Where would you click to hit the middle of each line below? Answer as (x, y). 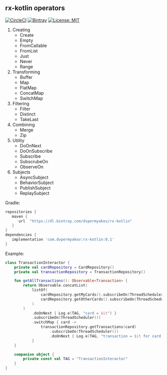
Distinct (28, 114)
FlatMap (28, 88)
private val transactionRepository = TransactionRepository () (80, 272)
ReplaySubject (35, 193)
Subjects (21, 172)
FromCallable (33, 45)
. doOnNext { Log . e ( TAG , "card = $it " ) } (74, 313)
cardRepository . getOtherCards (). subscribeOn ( (88, 299)
